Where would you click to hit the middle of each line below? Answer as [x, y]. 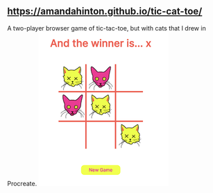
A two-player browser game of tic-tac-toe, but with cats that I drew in [106, 28]
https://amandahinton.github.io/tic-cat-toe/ [105, 11]
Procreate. [22, 183]
